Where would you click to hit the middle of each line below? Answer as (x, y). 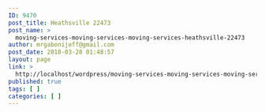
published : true (35, 81)
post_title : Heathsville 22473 (60, 23)
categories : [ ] (35, 96)
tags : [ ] (24, 89)
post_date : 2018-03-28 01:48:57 (61, 52)
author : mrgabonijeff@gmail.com (61, 45)
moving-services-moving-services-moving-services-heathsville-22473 (130, 37)
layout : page (30, 60)
